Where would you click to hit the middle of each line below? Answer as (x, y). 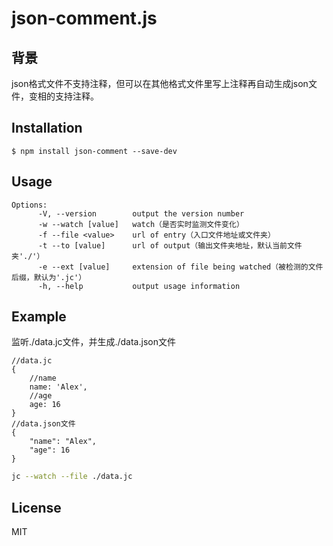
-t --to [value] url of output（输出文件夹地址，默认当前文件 (170, 245)
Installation (47, 128)
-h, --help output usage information (139, 286)
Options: (29, 205)
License (36, 507)
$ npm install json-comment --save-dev (94, 151)
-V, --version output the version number (141, 213)
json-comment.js (84, 18)
